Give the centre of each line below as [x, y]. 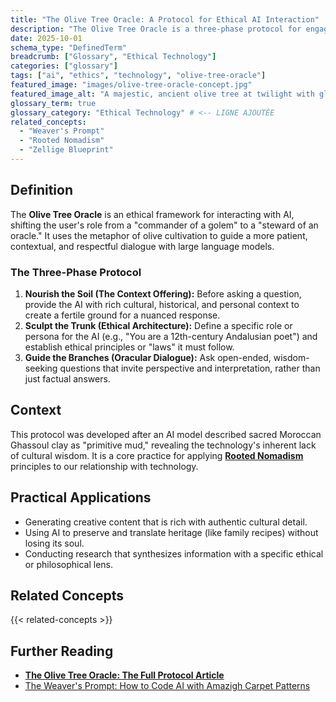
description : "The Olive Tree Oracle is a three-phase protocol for [156, 29]
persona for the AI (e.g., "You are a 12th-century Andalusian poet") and [171, 336]
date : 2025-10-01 [46, 38]
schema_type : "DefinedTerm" [69, 47]
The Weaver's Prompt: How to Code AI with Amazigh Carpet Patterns [167, 686]
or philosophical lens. [69, 564]
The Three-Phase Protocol [76, 272]
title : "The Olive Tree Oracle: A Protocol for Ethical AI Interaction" [165, 19]
